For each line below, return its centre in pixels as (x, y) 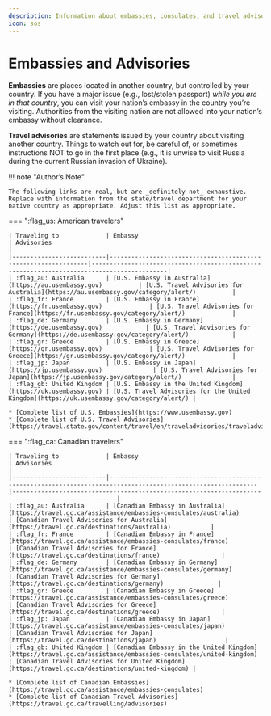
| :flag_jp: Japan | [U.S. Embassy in (90, 363)
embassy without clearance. (55, 120)
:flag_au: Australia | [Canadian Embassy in (100, 506)
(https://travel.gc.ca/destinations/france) (84, 556)
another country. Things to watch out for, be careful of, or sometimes (123, 144)
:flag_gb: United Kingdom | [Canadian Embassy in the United (121, 647)
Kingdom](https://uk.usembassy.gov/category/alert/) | (102, 398)
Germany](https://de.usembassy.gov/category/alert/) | (122, 335)
